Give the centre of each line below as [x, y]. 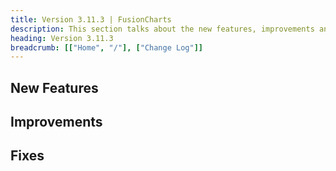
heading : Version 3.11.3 [62, 38]
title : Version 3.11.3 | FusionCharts [91, 19]
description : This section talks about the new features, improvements [162, 29]
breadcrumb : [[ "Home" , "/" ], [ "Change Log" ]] [106, 47]
